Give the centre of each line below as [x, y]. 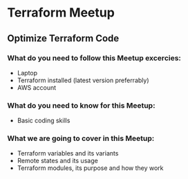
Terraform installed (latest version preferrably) [83, 80]
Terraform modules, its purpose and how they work [90, 168]
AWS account [37, 87]
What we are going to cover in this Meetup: [81, 138]
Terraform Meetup [61, 13]
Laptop [27, 73]
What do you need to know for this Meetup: [81, 105]
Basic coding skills [44, 121]
